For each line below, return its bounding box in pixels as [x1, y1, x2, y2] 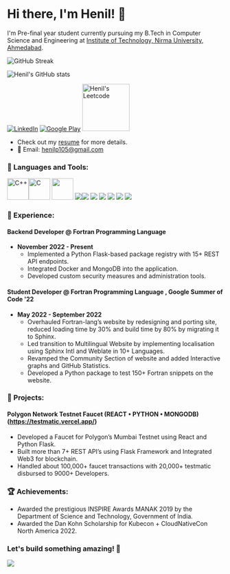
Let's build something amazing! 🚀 [7, 544, 122, 553]
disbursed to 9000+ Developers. [16, 469, 110, 477]
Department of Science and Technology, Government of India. [16, 512, 194, 520]
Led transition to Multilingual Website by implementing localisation [27, 339, 215, 347]
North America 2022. [16, 527, 78, 535]
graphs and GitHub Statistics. [27, 361, 111, 369]
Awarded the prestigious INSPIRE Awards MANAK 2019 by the [16, 505, 193, 513]
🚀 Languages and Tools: [7, 162, 89, 172]
